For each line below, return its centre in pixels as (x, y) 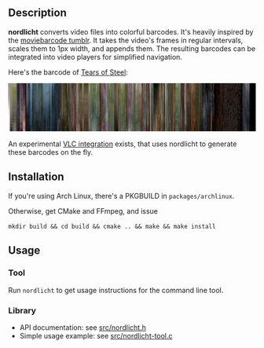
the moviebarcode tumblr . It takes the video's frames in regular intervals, (126, 40)
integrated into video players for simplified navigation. (95, 57)
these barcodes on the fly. (51, 152)
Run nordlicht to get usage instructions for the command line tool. (116, 290)
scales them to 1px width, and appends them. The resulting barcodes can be (132, 48)
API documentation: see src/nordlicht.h (83, 327)
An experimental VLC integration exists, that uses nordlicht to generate (123, 144)
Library (22, 310)
